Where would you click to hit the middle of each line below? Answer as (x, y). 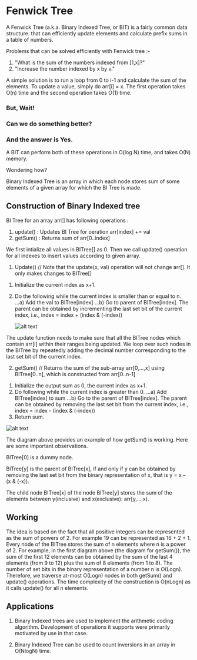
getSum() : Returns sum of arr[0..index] (62, 238)
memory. (17, 159)
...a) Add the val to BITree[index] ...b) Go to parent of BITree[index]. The (101, 302)
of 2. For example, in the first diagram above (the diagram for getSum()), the (98, 550)
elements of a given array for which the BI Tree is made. (74, 188)
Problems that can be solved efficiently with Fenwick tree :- (78, 51)
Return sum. (29, 417)
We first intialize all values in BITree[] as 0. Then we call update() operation (97, 249)
